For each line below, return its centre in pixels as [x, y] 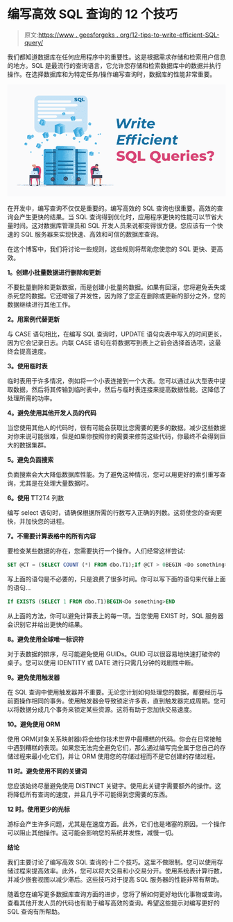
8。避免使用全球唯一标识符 [46, 640]
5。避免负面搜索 [31, 460]
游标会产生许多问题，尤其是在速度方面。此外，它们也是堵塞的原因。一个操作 [116, 824]
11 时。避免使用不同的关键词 [47, 771]
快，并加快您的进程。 [37, 522]
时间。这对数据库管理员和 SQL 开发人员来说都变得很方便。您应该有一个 [115, 225]
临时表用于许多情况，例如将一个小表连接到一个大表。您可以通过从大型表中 [113, 381]
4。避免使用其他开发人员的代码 [52, 413]
